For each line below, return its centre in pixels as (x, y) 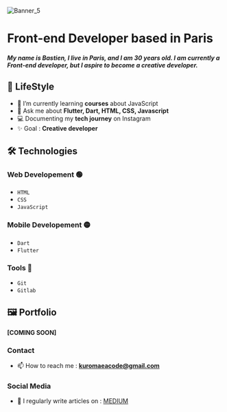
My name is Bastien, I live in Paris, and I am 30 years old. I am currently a (113, 58)
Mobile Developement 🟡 (49, 225)
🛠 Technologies (42, 151)
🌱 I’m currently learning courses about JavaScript (87, 103)
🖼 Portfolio (32, 313)
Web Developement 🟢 (45, 174)
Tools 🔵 (20, 268)
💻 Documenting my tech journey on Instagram (84, 118)
